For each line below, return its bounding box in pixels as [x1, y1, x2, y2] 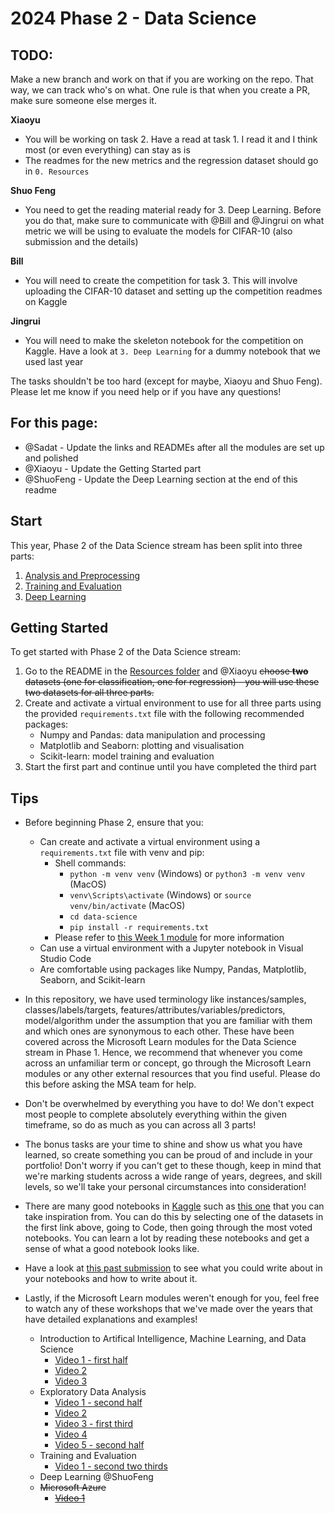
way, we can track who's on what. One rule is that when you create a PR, [10, 84, 311, 96]
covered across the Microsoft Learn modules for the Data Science [24, 1036, 297, 1048]
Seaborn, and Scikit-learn [39, 974, 146, 986]
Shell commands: [54, 857, 127, 869]
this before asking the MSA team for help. [24, 1078, 197, 1091]
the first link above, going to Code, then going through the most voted [24, 1222, 313, 1234]
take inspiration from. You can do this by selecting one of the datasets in [24, 1211, 324, 1223]
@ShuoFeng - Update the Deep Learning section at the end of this [24, 473, 298, 485]
